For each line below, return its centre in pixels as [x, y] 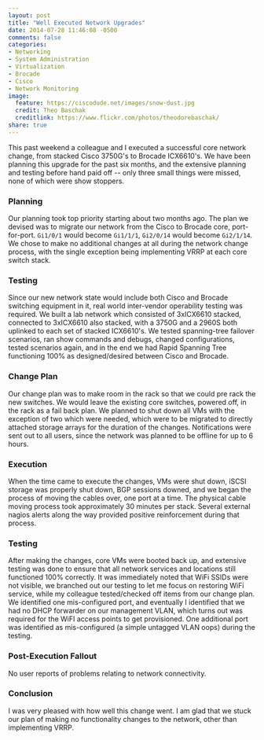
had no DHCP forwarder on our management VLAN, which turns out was [126, 611]
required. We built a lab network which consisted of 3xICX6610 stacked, [125, 315]
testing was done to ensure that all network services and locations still [122, 569]
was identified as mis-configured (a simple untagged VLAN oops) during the [132, 628]
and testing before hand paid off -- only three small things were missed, [125, 172]
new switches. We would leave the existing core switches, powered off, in [127, 402]
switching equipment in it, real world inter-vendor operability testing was [126, 306]
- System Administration [49, 60]
